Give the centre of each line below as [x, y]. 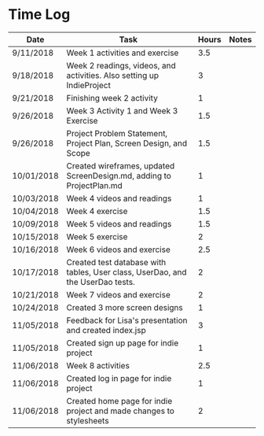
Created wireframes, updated [121, 165]
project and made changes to [121, 411]
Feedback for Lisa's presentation [127, 320]
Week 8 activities [98, 365]
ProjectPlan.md [95, 185]
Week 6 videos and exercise [118, 249]
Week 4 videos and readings [119, 198]
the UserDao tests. [101, 282]
